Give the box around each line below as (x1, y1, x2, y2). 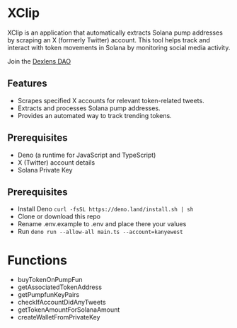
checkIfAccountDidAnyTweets (17, 298, 106, 307)
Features (7, 78, 47, 90)
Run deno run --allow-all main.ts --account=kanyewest (17, 228, 183, 236)
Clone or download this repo (17, 212, 101, 221)
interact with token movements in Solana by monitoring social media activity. (7, 43, 231, 52)
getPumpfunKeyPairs (17, 291, 80, 299)
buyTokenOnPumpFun (17, 276, 83, 284)
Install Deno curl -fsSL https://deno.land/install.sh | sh (17, 205, 194, 213)
